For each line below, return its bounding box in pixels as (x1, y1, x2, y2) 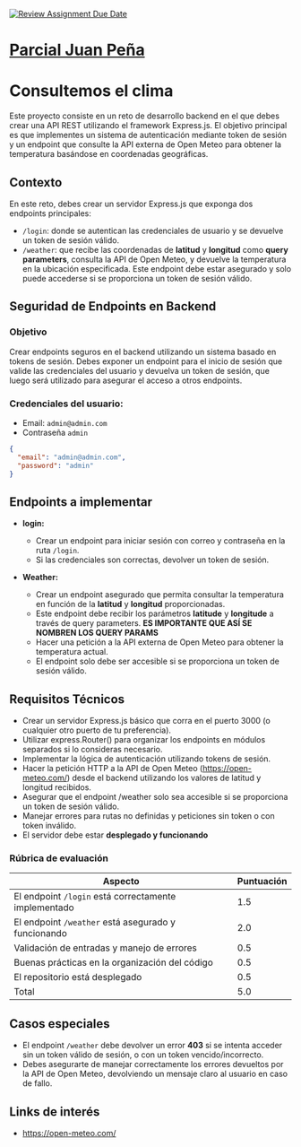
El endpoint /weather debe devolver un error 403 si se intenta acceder (21, 1040, 283, 1051)
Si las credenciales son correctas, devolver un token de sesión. (35, 554, 270, 565)
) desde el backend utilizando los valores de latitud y (66, 772, 262, 784)
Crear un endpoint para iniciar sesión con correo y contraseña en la (35, 535, 286, 546)
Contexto (9, 175, 63, 190)
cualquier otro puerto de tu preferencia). (21, 725, 172, 735)
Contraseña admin (21, 427, 88, 438)
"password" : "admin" (17, 461, 94, 470)
